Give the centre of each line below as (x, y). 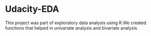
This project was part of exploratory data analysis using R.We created (76, 23)
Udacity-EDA (32, 9)
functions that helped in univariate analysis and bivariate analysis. (72, 28)
